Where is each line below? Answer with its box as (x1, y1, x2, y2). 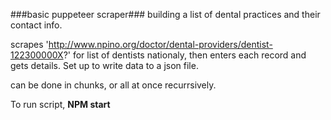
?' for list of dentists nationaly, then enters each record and (63, 49, 307, 61)
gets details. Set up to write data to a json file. (10, 60, 199, 71)
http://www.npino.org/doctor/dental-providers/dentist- (48, 39, 273, 50)
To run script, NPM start (10, 99, 111, 110)
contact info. (10, 19, 63, 31)
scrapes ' (10, 39, 49, 50)
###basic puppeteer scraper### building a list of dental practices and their (10, 9, 321, 20)
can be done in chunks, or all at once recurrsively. (10, 79, 217, 91)
